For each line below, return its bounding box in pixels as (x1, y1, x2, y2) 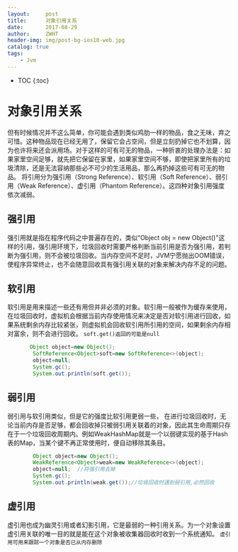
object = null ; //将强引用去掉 (33, 466, 115, 473)
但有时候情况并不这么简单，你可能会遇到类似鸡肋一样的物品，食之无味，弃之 (7, 128, 231, 136)
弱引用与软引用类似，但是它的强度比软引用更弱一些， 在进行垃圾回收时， (7, 411, 220, 420)
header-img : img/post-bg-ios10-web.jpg (7, 37, 125, 44)
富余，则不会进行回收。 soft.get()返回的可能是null (13, 330, 160, 338)
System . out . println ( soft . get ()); (33, 370, 132, 377)
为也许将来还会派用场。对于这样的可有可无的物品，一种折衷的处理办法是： (7, 146, 225, 154)
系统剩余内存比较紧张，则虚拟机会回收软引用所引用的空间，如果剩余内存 (13, 320, 225, 329)
